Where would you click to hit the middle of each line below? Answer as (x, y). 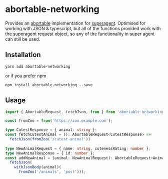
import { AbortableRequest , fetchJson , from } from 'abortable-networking (85, 112)
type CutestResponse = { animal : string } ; (51, 130)
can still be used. (23, 39)
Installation (23, 55)
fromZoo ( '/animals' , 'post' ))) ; (52, 172)
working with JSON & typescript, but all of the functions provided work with (83, 28)
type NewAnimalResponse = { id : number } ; (50, 153)
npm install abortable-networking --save (49, 85)
